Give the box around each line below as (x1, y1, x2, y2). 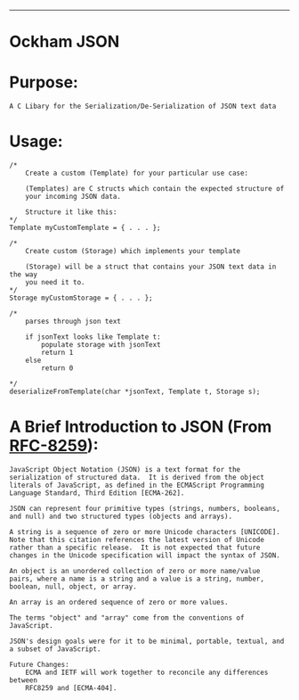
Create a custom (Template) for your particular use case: (25, 169, 249, 178)
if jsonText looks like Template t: (25, 333, 162, 342)
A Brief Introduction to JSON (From (9, 416, 272, 437)
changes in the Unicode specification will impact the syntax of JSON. (9, 551, 280, 560)
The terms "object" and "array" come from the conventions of (9, 614, 245, 622)
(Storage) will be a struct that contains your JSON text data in (25, 262, 277, 272)
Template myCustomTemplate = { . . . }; (9, 224, 162, 233)
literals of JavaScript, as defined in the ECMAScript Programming (9, 481, 265, 490)
